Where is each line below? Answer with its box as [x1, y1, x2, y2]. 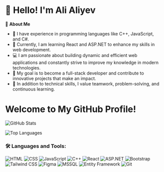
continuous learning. [12, 86, 55, 92]
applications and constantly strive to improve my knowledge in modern [12, 59, 159, 65]
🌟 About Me [5, 21, 30, 27]
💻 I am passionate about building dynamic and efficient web [12, 52, 137, 58]
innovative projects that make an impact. [12, 75, 96, 81]
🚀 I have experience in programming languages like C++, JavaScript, [12, 30, 154, 36]
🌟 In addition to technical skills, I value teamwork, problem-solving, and [12, 80, 159, 86]
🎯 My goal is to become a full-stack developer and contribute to [12, 70, 144, 76]
